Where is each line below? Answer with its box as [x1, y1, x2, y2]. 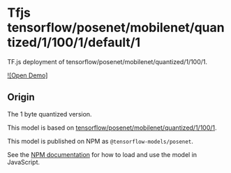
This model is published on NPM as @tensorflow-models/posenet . [7, 137, 194, 145]
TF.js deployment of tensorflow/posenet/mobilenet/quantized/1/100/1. [7, 57, 208, 66]
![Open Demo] [7, 71, 48, 80]
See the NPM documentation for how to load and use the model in [7, 150, 198, 158]
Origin [7, 91, 35, 103]
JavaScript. [7, 158, 40, 166]
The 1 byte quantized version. [7, 110, 92, 118]
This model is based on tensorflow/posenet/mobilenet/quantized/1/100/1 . [7, 123, 218, 132]
